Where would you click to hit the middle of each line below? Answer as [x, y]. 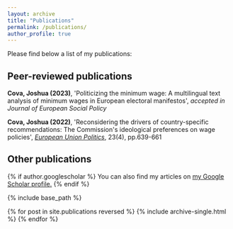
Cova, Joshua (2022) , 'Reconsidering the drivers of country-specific [108, 122]
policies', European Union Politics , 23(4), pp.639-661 [85, 137]
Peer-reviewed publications [70, 76]
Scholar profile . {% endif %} [49, 184]
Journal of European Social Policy [57, 108]
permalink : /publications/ [47, 27]
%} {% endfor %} [33, 219]
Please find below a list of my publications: [70, 54]
